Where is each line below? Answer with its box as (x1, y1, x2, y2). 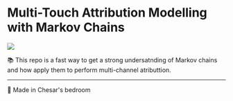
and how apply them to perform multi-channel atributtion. (7, 66, 171, 74)
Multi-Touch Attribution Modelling (7, 5, 208, 21)
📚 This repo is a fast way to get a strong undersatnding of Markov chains (7, 55, 218, 64)
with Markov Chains (7, 19, 125, 35)
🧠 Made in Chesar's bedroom (7, 85, 92, 94)
